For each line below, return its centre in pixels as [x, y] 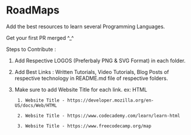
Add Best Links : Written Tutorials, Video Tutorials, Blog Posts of [92, 72]
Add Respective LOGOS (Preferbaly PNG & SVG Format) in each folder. [100, 60]
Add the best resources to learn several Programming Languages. [86, 26]
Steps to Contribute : [31, 49]
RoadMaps [33, 10]
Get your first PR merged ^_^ [40, 38]
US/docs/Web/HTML [36, 105]
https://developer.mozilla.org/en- [110, 100]
